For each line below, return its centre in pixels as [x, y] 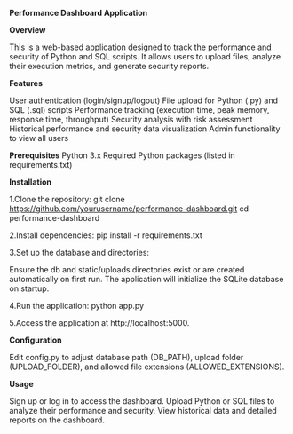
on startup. [29, 288]
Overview [28, 30]
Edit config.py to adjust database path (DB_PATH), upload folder [127, 357]
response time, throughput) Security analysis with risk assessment [131, 119]
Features [26, 83]
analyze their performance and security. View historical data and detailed [143, 410]
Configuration [36, 340]
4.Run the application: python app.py [77, 306]
